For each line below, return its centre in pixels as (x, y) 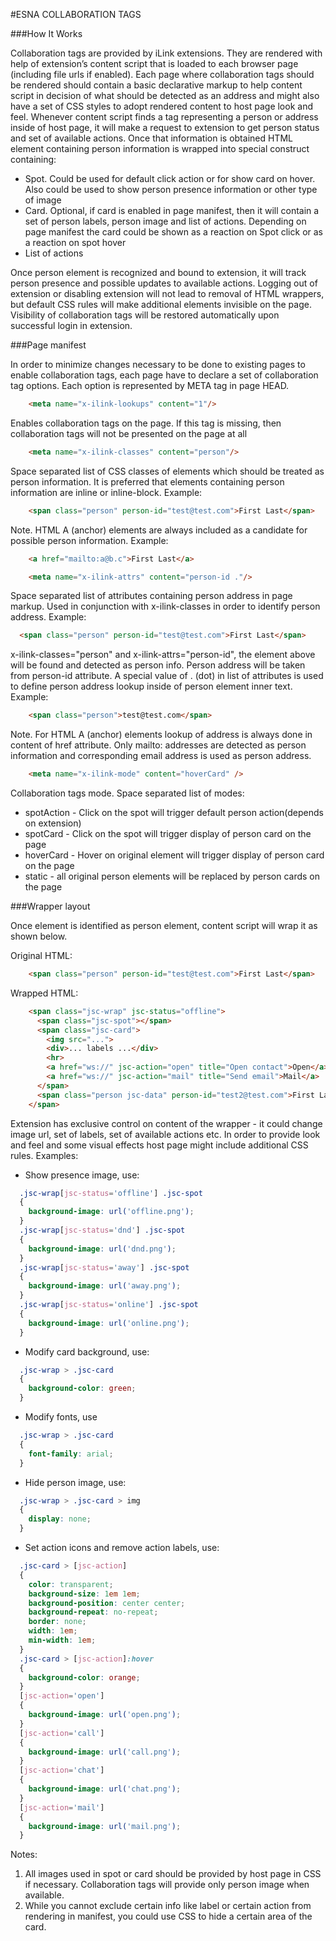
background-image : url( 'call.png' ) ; (105, 1752)
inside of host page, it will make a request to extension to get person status (165, 127)
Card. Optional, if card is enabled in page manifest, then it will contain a (172, 210)
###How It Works (46, 33)
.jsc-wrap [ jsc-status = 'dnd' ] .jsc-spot (102, 1230)
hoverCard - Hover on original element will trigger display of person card (174, 855)
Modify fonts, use (61, 1417)
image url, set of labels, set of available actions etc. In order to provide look (165, 1134)
